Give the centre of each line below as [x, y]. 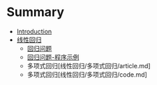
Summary [35, 12]
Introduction [34, 31]
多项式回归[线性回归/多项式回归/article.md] [89, 65]
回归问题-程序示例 [53, 57]
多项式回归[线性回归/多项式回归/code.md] [87, 75]
